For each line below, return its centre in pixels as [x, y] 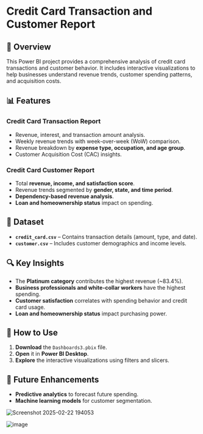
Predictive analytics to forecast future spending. [77, 394]
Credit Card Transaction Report [54, 122]
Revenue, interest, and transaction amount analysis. [80, 134]
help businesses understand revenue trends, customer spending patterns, [99, 74]
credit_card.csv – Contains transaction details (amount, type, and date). [106, 237]
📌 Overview [29, 47]
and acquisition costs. [34, 81]
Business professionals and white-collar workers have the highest [100, 287]
